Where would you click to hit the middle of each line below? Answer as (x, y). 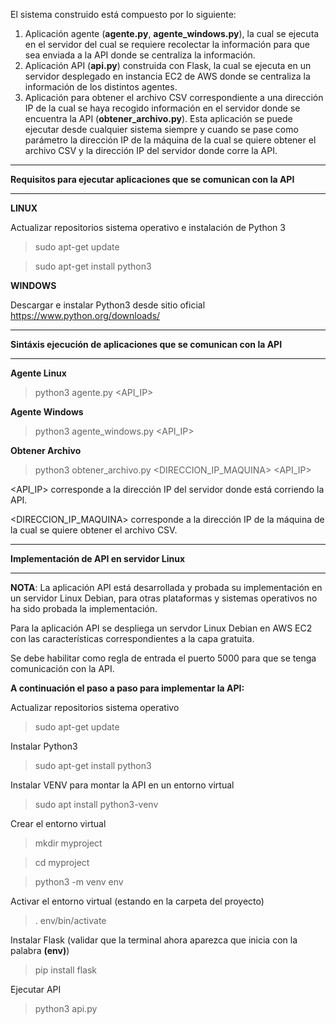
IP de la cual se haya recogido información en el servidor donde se (162, 108)
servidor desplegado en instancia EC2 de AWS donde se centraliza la (167, 76)
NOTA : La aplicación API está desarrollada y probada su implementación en (166, 587)
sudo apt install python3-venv (96, 804)
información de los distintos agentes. (101, 87)
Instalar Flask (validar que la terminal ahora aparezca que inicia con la (154, 940)
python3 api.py (66, 1008)
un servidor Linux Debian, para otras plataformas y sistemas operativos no (164, 598)
